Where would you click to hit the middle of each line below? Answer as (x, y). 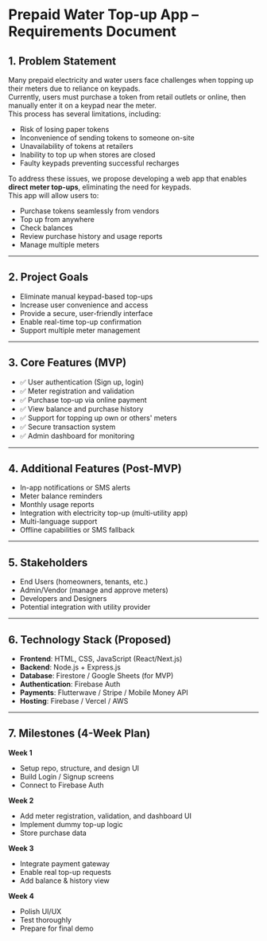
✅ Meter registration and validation (77, 391)
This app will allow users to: (54, 195)
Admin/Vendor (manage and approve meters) (94, 590)
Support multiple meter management (80, 330)
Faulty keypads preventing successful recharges (99, 163)
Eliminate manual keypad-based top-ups (86, 296)
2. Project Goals (48, 277)
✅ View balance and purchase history (81, 408)
